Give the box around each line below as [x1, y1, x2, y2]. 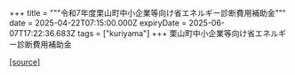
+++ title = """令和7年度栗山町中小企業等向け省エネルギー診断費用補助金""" [9, 8, 287, 18]
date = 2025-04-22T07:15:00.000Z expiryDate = [9, 18, 187, 28]
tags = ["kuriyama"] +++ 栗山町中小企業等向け [77, 28, 248, 38]
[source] [9, 56, 41, 67]
